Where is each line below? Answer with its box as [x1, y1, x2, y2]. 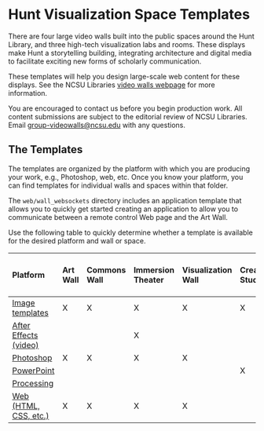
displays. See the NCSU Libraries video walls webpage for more [8, 80, 215, 89]
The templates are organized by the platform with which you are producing [8, 163, 251, 173]
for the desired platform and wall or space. [8, 236, 146, 245]
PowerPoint [12, 365, 55, 376]
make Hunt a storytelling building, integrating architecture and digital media [8, 48, 252, 57]
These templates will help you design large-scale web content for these [8, 71, 240, 81]
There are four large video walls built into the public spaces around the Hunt [8, 31, 255, 41]
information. [8, 88, 48, 97]
